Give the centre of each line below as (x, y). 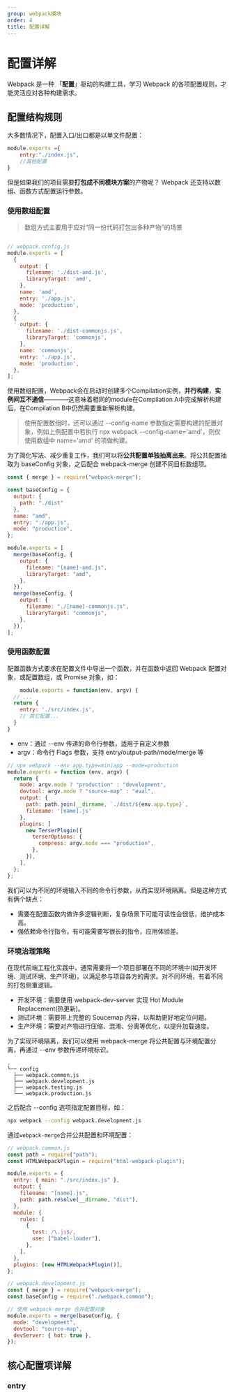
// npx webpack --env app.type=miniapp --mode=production (93, 765)
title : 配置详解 (29, 27)
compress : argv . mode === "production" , (96, 844)
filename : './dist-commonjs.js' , (74, 331)
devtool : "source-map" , (48, 1329)
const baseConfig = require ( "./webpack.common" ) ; (81, 1297)
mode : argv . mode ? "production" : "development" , (93, 785)
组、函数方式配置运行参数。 (47, 191)
